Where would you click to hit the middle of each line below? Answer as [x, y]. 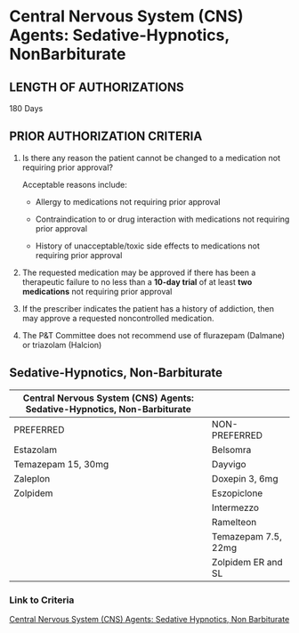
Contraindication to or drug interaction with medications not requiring [162, 219]
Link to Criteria [42, 600]
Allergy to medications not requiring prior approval [128, 201]
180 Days [26, 108]
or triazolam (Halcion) [62, 345]
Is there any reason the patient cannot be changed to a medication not [151, 158]
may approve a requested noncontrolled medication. [118, 318]
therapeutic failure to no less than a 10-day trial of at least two [137, 281]
